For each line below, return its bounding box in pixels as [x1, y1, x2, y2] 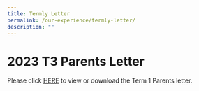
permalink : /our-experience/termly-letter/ [7, 17, 136, 24]
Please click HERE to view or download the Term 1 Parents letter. [7, 76, 193, 85]
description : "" [7, 23, 54, 30]
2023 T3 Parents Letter [7, 53, 145, 69]
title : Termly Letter [7, 10, 71, 17]
